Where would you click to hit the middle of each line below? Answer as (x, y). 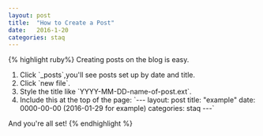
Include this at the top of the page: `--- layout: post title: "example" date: (137, 100)
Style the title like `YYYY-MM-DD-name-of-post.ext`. (105, 92)
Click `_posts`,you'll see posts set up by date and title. (107, 75)
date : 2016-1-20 (38, 30)
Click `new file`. (45, 83)
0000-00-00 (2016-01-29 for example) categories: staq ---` (117, 108)
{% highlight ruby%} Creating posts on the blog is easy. (99, 60)
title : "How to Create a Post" (61, 23)
